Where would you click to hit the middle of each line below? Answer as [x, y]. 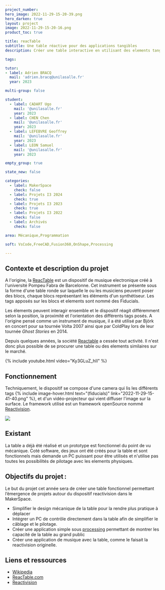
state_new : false [23, 172]
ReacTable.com [28, 577]
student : [14, 100]
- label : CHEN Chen [29, 118]
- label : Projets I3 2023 [36, 204]
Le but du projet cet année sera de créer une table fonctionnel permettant [80, 488]
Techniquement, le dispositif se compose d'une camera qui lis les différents [82, 388]
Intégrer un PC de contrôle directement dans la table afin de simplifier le [85, 519]
